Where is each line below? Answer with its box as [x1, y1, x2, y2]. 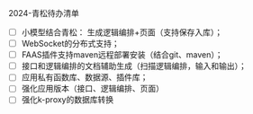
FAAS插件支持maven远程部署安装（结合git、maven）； [21, 49, 223, 60]
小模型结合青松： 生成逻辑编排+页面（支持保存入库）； [21, 27, 222, 38]
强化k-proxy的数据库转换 [21, 94, 114, 105]
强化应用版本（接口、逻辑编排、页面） [21, 83, 164, 94]
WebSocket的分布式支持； [21, 39, 121, 49]
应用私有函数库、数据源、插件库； [21, 72, 149, 83]
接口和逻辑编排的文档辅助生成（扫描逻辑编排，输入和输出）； [21, 61, 247, 72]
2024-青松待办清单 [8, 8, 80, 18]
